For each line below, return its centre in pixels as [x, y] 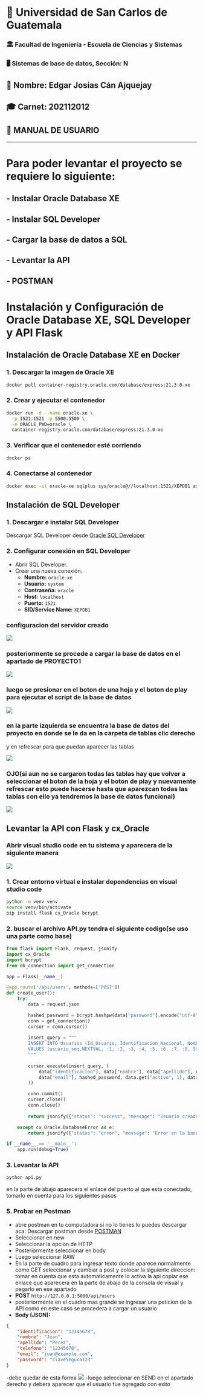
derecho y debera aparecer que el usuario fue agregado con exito [89, 1384]
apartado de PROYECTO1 [44, 661]
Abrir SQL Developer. [41, 564]
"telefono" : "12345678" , [48, 1349]
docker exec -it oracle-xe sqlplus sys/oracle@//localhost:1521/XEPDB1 [98, 486]
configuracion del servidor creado [57, 625]
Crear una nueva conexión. [49, 571]
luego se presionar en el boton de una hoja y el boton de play [97, 690]
